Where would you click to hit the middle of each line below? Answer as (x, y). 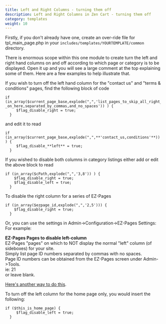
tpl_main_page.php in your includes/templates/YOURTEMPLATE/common (75, 43)
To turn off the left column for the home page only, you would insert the (78, 294)
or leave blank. (20, 275)
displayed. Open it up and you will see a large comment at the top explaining (83, 68)
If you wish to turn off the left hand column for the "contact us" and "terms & (83, 83)
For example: (19, 228)
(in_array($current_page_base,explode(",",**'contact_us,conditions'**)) (83, 137)
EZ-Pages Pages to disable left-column (46, 238)
